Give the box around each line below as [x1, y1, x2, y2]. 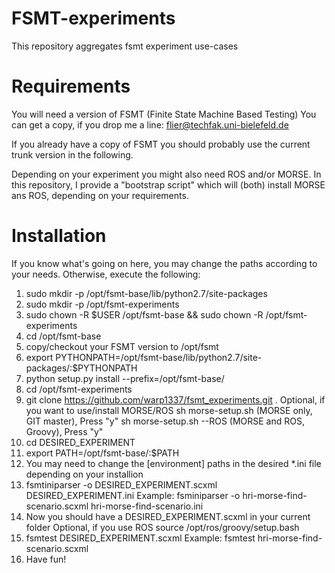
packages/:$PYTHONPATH [25, 362, 138, 374]
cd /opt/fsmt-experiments [25, 383, 133, 395]
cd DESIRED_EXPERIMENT [25, 436, 136, 448]
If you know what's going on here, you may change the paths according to [11, 257, 318, 269]
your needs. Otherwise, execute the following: [11, 268, 201, 280]
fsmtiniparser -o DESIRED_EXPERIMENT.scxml [25, 478, 218, 491]
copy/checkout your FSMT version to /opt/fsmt [25, 340, 219, 352]
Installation [11, 225, 107, 247]
